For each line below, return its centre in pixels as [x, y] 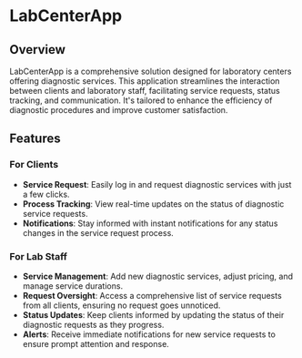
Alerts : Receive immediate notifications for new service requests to [149, 334]
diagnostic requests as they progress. [93, 324]
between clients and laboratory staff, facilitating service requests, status [145, 91]
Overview [38, 50]
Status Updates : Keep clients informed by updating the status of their [153, 314]
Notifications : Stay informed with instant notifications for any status [150, 223]
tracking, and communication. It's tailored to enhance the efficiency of [141, 100]
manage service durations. [73, 286]
